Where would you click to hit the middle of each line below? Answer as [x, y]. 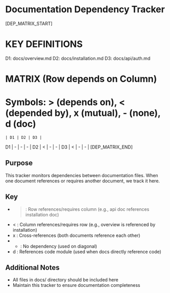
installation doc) [42, 214]
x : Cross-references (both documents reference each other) [76, 235]
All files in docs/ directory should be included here [65, 280]
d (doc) [21, 124]
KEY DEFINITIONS [44, 44]
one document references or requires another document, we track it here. [83, 181]
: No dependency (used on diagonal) [59, 246]
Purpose [19, 163]
